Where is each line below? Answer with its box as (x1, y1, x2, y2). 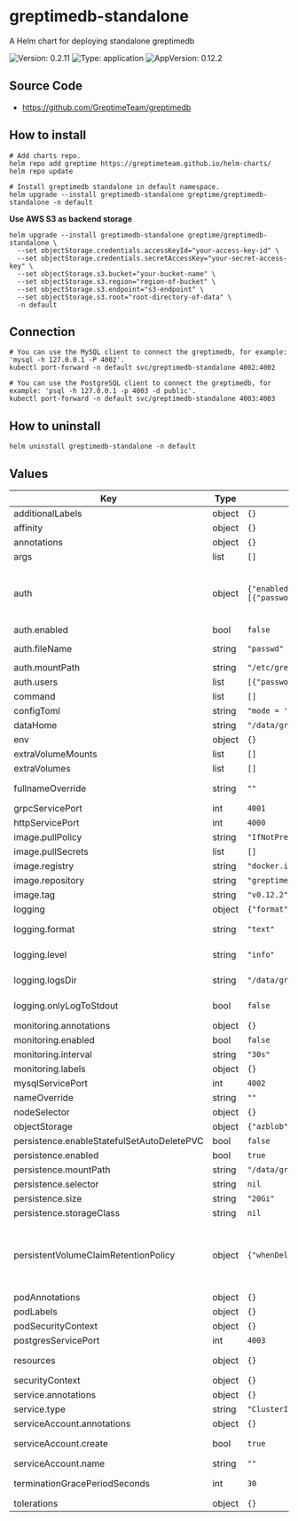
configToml (13, 705, 60, 717)
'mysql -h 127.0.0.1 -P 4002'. (9, 356, 125, 365)
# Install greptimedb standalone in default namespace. (9, 182, 220, 192)
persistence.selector (13, 1178, 99, 1190)
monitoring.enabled (13, 1034, 95, 1046)
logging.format (13, 923, 75, 935)
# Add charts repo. (9, 151, 82, 161)
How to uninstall (9, 419, 101, 434)
